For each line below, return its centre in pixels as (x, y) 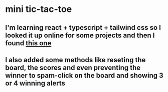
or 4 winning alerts (35, 83)
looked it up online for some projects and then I (80, 35)
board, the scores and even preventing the (73, 67)
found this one (28, 43)
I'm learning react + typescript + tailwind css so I (83, 28)
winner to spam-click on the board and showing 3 (84, 75)
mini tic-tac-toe (39, 9)
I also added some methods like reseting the (75, 60)
